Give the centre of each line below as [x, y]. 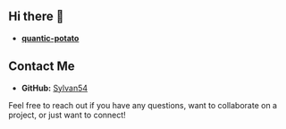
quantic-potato [50, 38]
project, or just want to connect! [67, 115]
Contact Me [42, 67]
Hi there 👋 [36, 17]
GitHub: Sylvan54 [55, 88]
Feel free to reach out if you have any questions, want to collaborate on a [143, 105]
